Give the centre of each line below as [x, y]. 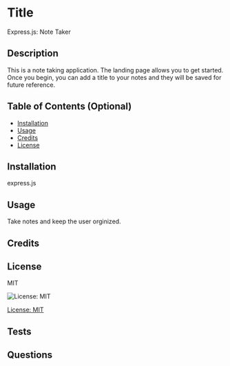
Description [33, 53]
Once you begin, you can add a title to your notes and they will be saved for [114, 77]
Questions [30, 355]
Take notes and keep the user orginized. [64, 221]
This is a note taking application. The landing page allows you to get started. [115, 70]
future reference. [31, 85]
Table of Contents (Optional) [70, 106]
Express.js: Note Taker [39, 32]
